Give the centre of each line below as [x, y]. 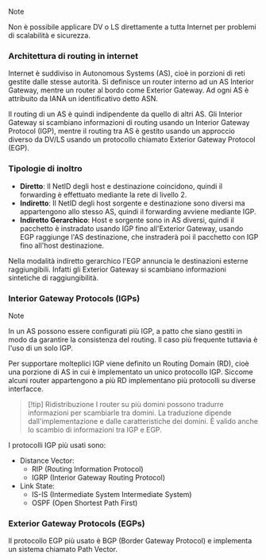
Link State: [37, 486]
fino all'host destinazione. [62, 245]
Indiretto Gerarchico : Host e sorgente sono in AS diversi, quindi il [127, 220]
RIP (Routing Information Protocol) [88, 468]
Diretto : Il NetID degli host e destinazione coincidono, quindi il [121, 186]
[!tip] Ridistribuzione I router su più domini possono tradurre [125, 404]
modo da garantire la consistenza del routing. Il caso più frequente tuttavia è [133, 339]
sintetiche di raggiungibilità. [54, 277]
